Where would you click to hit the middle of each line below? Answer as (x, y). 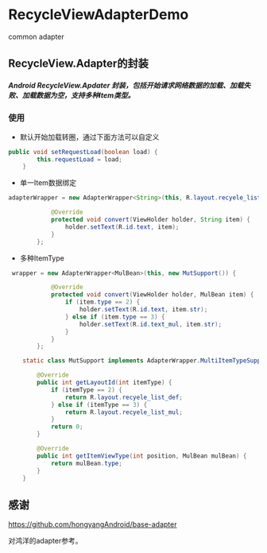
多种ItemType (42, 258)
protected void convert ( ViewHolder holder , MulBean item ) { (152, 295)
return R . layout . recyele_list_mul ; (124, 412)
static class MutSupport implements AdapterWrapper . (112, 361)
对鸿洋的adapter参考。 (45, 541)
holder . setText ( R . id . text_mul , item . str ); (151, 324)
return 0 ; (67, 427)
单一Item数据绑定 (48, 183)
